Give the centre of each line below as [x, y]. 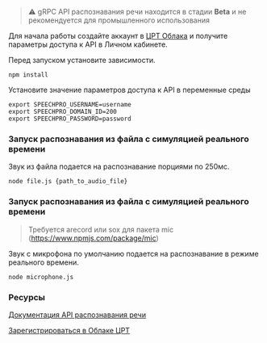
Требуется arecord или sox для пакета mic [101, 229]
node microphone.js [41, 277]
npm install [28, 75]
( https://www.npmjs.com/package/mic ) [93, 238]
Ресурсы [27, 297]
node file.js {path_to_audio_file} [68, 182]
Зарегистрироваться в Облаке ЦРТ [69, 330]
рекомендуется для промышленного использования [119, 20]
